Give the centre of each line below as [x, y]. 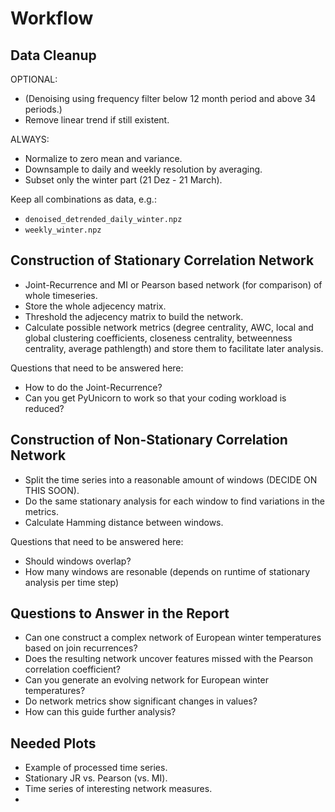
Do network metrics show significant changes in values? [141, 701]
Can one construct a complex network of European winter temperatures [173, 638]
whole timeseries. [61, 295]
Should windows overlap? [78, 561]
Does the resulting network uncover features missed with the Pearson [168, 659]
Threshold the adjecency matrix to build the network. [134, 316]
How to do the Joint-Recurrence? [93, 387]
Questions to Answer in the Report [120, 613]
